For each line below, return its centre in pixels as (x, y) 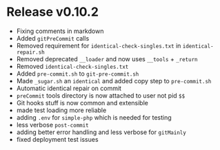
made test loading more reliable (61, 110)
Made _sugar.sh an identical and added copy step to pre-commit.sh (114, 81)
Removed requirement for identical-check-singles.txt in (99, 45)
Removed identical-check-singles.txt (72, 66)
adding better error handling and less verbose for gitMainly (101, 132)
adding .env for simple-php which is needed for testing (94, 117)
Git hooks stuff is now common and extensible (82, 103)
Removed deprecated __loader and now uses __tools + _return (107, 58)
